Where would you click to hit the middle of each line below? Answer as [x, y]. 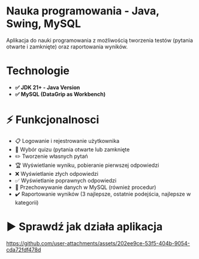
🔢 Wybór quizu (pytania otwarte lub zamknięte [72, 149]
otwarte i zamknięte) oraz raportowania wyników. [67, 47]
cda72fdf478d [24, 249]
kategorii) [27, 202]
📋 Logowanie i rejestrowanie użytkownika [67, 141]
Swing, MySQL [44, 24]
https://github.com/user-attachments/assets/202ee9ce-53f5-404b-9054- [98, 243]
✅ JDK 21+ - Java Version [47, 87]
